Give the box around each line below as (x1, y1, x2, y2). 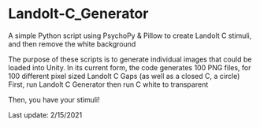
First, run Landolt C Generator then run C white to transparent (8, 80, 209, 89)
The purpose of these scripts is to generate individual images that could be (8, 54, 252, 64)
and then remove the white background (8, 39, 136, 48)
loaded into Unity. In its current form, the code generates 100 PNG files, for (8, 62, 251, 72)
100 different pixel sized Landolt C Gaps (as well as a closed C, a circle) (8, 71, 240, 80)
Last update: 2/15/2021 (8, 110, 83, 119)
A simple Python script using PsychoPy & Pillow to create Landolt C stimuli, (8, 31, 252, 40)
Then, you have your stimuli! (8, 95, 100, 104)
